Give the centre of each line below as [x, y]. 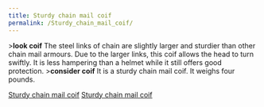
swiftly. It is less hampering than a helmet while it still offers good [115, 62]
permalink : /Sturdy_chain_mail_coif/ [71, 23]
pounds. [22, 79]
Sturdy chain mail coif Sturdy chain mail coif [80, 94]
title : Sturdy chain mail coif [60, 15]
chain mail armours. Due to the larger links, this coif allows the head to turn [131, 54]
